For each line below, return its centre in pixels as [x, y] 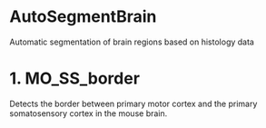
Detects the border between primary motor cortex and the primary [133, 103]
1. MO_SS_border [75, 79]
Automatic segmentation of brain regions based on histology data [132, 42]
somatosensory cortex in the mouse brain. [89, 113]
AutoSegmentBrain [83, 17]
